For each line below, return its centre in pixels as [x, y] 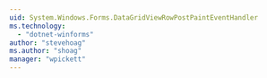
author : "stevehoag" [48, 43]
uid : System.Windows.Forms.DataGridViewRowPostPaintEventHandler [133, 17]
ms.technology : [38, 26]
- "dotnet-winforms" [56, 34]
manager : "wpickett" [48, 59]
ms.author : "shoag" [46, 51]
